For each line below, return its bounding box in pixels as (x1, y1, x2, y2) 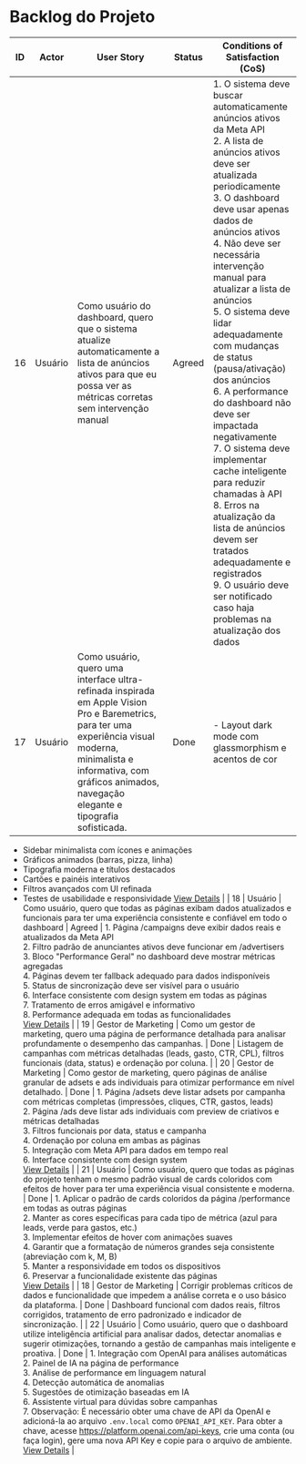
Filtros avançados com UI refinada (22, 883, 152, 894)
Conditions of (222, 39, 283, 52)
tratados (212, 544, 250, 557)
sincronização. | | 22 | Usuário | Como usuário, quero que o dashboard (22, 1318, 289, 1329)
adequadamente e (212, 556, 291, 568)
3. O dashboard (212, 191, 280, 204)
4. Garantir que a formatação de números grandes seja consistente (22, 1241, 275, 1252)
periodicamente (212, 179, 280, 192)
